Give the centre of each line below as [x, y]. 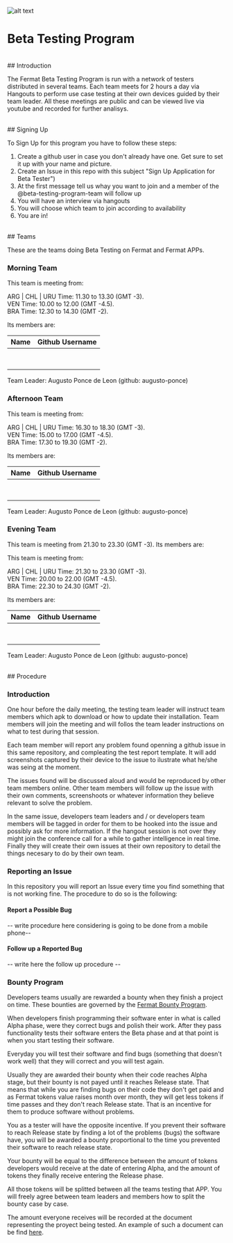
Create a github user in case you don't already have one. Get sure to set [120, 156]
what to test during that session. [53, 731]
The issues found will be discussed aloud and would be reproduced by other [116, 781]
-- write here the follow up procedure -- [64, 964]
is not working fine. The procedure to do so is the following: [93, 894]
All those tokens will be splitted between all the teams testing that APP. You [114, 1189]
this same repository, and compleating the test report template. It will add [112, 752]
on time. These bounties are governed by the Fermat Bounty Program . [107, 1005]
